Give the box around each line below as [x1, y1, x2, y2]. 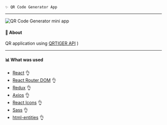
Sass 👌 [12, 107, 28, 113]
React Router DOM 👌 [12, 77, 56, 83]
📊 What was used [5, 57, 44, 62]
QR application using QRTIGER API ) [5, 40, 79, 47]
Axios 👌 [12, 92, 30, 98]
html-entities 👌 [12, 115, 44, 121]
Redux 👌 [12, 85, 31, 91]
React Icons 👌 [12, 100, 43, 106]
